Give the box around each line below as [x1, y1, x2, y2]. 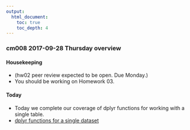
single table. [14, 111, 44, 118]
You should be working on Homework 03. [14, 78, 115, 85]
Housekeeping [6, 59, 43, 66]
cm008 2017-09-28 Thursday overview [6, 45, 122, 53]
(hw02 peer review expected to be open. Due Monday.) [14, 71, 148, 79]
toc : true [16, 19, 41, 25]
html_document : [11, 14, 49, 20]
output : [6, 8, 25, 15]
